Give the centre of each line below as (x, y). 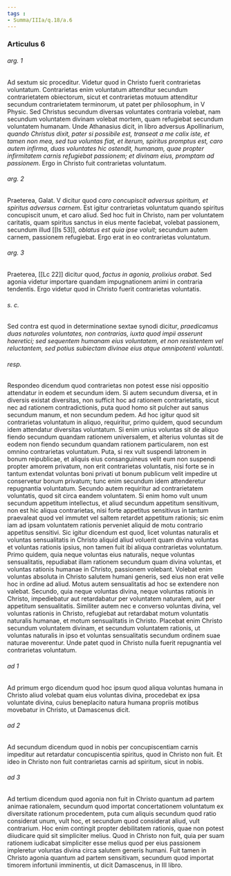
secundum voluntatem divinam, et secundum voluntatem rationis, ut (104, 628)
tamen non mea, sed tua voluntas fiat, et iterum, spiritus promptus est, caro (115, 141)
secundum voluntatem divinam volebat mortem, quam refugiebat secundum (115, 119)
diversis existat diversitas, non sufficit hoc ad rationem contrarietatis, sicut (113, 400)
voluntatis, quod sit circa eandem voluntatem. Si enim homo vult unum (107, 496)
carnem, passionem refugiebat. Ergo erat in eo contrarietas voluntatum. (109, 237)
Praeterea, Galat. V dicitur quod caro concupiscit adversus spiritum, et (108, 200)
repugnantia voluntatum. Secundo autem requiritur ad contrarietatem (105, 489)
